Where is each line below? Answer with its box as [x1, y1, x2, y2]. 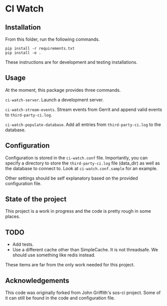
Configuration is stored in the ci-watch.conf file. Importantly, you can [5, 155, 148, 161]
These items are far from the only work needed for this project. [5, 262, 135, 268]
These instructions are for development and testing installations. [5, 59, 137, 65]
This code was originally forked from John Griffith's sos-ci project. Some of [5, 289, 161, 296]
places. [5, 214, 20, 220]
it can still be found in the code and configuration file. [5, 295, 115, 301]
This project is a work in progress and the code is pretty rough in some [5, 208, 151, 214]
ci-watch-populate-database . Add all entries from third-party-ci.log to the [5, 121, 161, 127]
